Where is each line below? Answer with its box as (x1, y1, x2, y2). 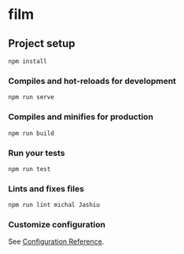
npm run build (8, 129, 55, 137)
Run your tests (8, 147, 65, 158)
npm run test (8, 165, 51, 173)
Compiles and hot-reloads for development (8, 75, 177, 86)
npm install (8, 57, 47, 65)
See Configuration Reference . (8, 237, 105, 246)
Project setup (8, 37, 76, 50)
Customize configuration (8, 220, 106, 230)
